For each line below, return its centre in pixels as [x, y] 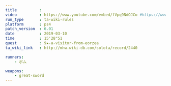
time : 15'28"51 [34, 39]
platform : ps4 [28, 24]
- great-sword [29, 76]
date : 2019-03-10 [36, 34]
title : [24, 10]
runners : [15, 57]
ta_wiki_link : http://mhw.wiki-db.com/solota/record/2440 [72, 48]
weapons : [15, 71]
